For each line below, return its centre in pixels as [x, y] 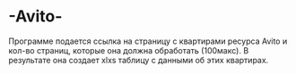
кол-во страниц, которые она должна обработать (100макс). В [129, 50]
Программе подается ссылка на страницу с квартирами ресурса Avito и [148, 41]
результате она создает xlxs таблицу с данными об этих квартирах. [139, 60]
